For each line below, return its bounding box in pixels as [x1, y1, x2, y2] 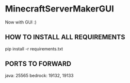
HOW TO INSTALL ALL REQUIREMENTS [5, 33, 125, 41]
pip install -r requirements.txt [5, 46, 63, 51]
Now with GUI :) [5, 19, 37, 25]
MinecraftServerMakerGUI [5, 3, 114, 14]
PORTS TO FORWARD [5, 60, 71, 68]
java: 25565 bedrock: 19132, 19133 [5, 72, 74, 78]
